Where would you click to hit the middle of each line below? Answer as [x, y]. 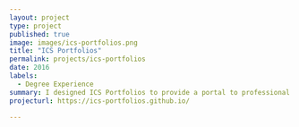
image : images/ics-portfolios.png [74, 42]
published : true [39, 34]
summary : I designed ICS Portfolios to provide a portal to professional [150, 92]
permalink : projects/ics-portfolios [77, 59]
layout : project [39, 17]
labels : [24, 76]
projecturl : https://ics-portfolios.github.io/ [100, 101]
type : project [36, 26]
